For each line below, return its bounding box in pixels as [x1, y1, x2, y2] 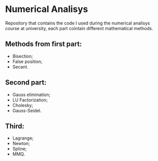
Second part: [5, 78, 47, 87]
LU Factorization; [12, 96, 48, 103]
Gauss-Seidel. [12, 107, 42, 113]
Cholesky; [12, 102, 33, 108]
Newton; [12, 140, 30, 146]
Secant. [12, 63, 28, 69]
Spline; [12, 146, 27, 152]
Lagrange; [12, 135, 34, 141]
